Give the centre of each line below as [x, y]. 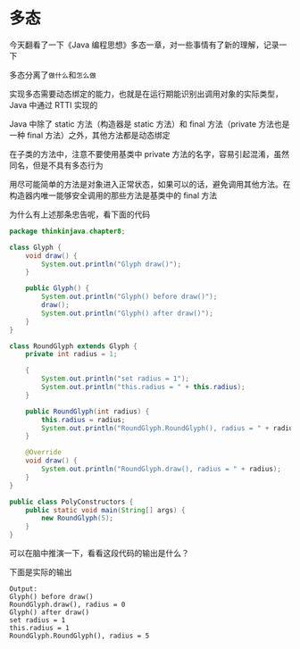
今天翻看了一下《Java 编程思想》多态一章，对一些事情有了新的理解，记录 [144, 45]
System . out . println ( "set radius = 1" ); [116, 379]
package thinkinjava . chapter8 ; [67, 231]
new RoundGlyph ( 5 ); [78, 519]
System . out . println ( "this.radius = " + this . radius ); [143, 387]
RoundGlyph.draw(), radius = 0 [67, 605]
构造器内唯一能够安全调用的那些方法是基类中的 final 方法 [113, 195]
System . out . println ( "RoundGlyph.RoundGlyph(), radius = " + [155, 428]
